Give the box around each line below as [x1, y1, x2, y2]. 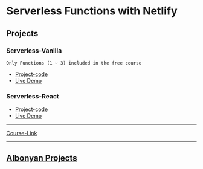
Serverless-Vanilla [6, 46, 62, 55]
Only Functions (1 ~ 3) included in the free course [6, 60, 142, 66]
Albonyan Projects [6, 153, 77, 163]
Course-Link [6, 130, 37, 137]
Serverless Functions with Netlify [6, 4, 178, 18]
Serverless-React [6, 92, 59, 100]
